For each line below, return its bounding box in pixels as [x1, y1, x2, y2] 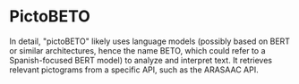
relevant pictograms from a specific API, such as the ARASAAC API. [9, 64, 259, 75]
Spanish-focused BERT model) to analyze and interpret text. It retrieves [9, 55, 273, 65]
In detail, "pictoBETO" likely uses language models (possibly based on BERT [9, 36, 291, 46]
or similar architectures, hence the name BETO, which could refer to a [9, 45, 266, 55]
